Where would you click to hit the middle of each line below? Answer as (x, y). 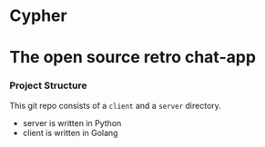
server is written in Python (72, 122)
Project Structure (48, 85)
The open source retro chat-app (133, 58)
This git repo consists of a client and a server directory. (115, 105)
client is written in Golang (70, 132)
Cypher (38, 16)
